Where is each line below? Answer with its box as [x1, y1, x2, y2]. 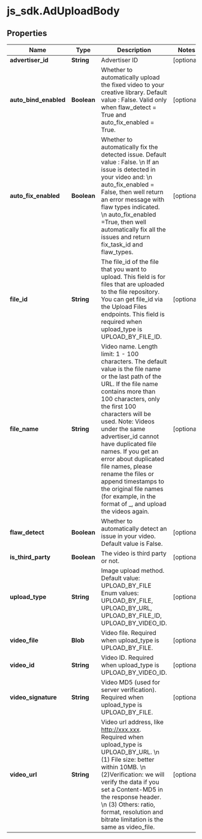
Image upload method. [101, 567, 165, 575]
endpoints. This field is [101, 310, 165, 318]
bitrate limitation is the [101, 816, 164, 823]
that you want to [101, 265, 147, 273]
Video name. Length [101, 342, 158, 350]
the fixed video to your [101, 81, 165, 89]
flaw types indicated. [101, 203, 160, 211]
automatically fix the [101, 143, 158, 151]
